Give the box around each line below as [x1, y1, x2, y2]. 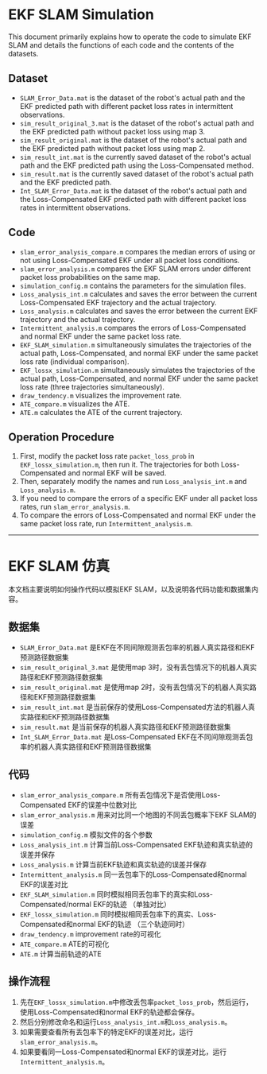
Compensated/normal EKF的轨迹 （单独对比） [19, 899, 171, 909]
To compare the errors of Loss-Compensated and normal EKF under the [19, 510, 257, 520]
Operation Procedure [8, 430, 114, 444]
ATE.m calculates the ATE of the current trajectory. [19, 407, 183, 417]
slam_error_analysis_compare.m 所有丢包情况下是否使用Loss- [19, 789, 221, 800]
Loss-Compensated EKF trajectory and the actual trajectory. [19, 297, 217, 307]
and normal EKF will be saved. [68, 468, 167, 478]
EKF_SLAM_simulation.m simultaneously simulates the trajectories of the [19, 339, 252, 349]
